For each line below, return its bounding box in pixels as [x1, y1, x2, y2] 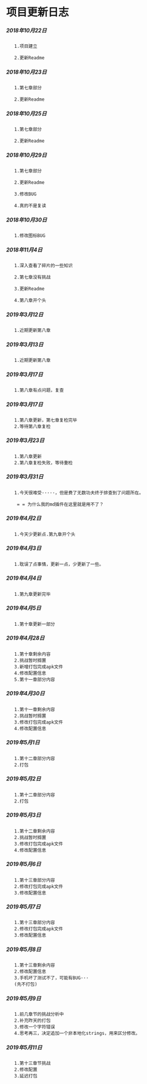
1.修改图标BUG [14, 233, 46, 239]
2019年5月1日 [6, 739, 40, 746]
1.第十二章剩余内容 [14, 828, 55, 834]
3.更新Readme [14, 286, 45, 292]
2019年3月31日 [6, 473, 43, 480]
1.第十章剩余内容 [14, 651, 51, 657]
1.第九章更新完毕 [14, 591, 51, 597]
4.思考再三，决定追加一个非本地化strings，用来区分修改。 [14, 1031, 140, 1037]
